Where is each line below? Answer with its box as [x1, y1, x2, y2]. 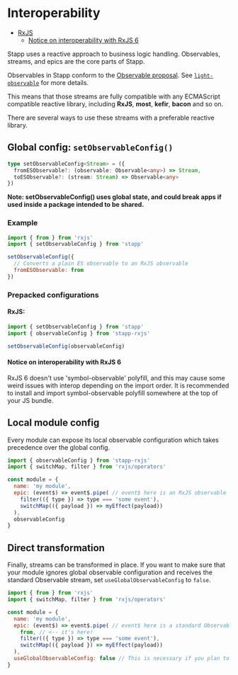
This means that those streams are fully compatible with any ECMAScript [7, 92, 221, 101]
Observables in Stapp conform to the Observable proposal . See [7, 71, 193, 79]
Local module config [7, 416, 100, 429]
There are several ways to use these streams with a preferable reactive [7, 113, 215, 122]
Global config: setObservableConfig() [7, 142, 174, 154]
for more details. [40, 78, 89, 86]
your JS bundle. [7, 396, 54, 404]
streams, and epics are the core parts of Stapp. [7, 57, 145, 65]
